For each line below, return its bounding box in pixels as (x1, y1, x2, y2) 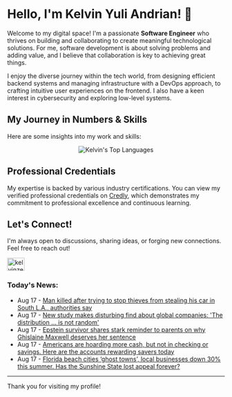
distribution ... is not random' (17, 318, 99, 327)
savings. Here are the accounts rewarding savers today (17, 347, 175, 356)
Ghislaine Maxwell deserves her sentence (17, 333, 136, 341)
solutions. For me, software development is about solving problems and (7, 43, 211, 52)
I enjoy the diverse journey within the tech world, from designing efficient (7, 72, 215, 80)
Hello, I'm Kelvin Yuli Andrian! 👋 (7, 6, 193, 22)
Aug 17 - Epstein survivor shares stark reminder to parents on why (17, 325, 206, 333)
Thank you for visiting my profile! (7, 382, 101, 390)
